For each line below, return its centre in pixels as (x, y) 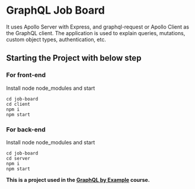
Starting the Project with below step (74, 58)
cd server (18, 158)
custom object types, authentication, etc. (56, 39)
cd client (18, 104)
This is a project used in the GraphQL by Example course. (78, 179)
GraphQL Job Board (55, 10)
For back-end (26, 130)
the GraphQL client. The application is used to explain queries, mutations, (96, 33)
